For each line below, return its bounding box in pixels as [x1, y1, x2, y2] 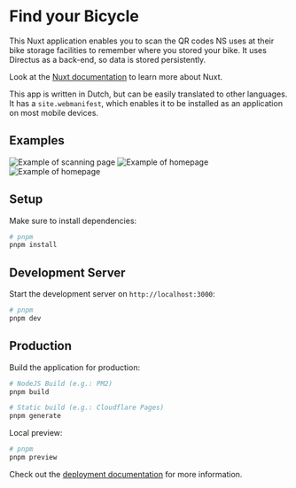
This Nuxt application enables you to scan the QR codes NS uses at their [9, 35, 275, 46]
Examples [9, 133, 65, 148]
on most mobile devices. [9, 107, 99, 118]
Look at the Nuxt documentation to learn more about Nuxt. [9, 71, 223, 81]
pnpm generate [9, 412, 62, 421]
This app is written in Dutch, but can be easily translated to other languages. [9, 89, 288, 99]
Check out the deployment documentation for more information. [9, 469, 243, 479]
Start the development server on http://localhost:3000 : [9, 289, 215, 299]
